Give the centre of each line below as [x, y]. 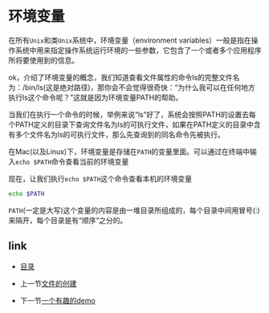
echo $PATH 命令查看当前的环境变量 [72, 161]
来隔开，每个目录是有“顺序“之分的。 [68, 220]
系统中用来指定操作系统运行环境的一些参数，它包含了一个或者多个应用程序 [138, 50]
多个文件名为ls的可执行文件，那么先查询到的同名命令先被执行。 [120, 134]
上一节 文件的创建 [48, 283]
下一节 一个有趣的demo [58, 300]
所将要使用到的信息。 [43, 60]
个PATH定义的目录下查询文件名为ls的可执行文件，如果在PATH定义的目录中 [131, 124]
